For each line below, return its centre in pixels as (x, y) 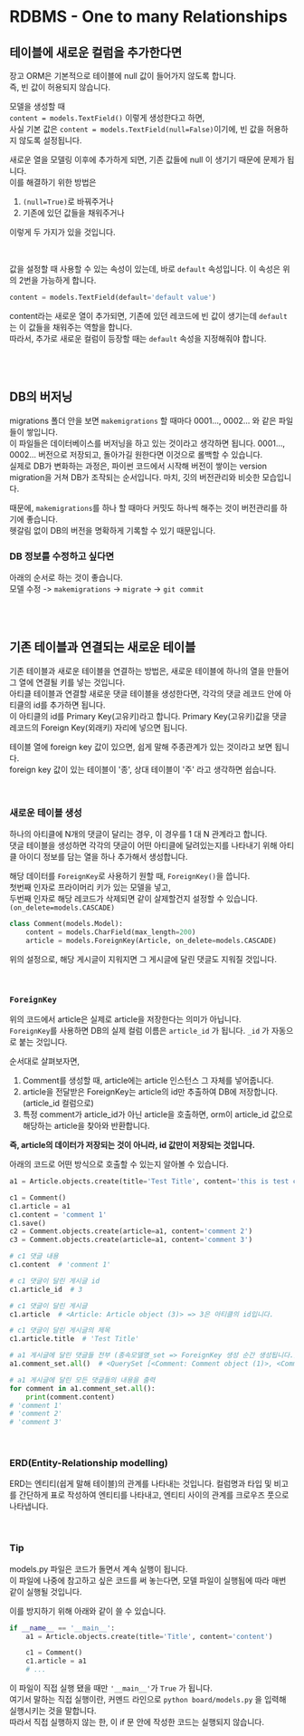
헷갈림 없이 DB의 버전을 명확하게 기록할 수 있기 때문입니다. (112, 530)
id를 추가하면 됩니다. (69, 705)
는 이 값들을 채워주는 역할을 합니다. (71, 327)
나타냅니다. (29, 1507)
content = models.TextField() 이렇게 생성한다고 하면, (107, 118)
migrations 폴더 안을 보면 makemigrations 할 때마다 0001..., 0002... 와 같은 (143, 420)
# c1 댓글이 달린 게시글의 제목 (60, 1331)
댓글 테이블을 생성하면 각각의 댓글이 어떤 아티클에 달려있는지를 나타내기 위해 (143, 845)
